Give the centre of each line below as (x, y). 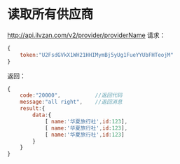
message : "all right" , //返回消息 (71, 102)
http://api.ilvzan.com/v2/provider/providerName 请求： (86, 35)
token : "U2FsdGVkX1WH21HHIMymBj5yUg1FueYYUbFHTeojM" (97, 55)
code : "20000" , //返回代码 (71, 95)
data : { (42, 115)
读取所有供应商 (50, 14)
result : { (33, 109)
